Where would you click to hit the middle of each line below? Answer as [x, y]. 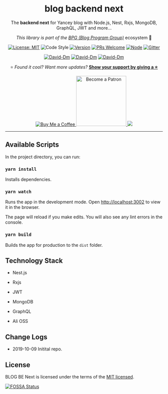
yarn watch [18, 191]
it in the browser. [22, 207]
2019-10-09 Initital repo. [37, 349]
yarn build [18, 235]
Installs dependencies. [28, 179]
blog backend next [84, 9]
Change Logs [26, 337]
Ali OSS [20, 321]
